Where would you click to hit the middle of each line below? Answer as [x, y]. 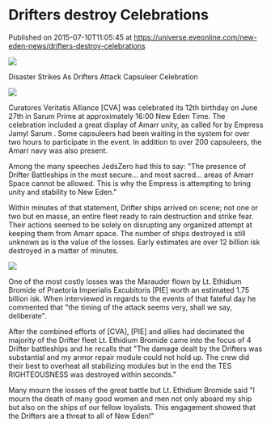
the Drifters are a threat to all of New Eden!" [81, 416]
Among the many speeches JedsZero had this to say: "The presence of [127, 166]
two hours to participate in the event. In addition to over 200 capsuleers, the [135, 142]
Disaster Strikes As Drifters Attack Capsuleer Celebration [103, 76]
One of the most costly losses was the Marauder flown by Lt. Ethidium [125, 281]
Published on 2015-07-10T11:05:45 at [70, 37]
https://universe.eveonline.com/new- [195, 37]
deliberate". [28, 315]
